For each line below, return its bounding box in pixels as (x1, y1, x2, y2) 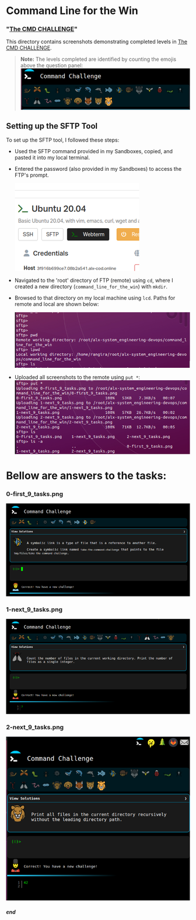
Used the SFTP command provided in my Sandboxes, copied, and (14, 148, 173, 155)
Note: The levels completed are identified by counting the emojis (20, 56, 177, 63)
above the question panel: (20, 62, 83, 69)
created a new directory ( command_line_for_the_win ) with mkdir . (14, 283, 168, 290)
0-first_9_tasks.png (6, 490, 63, 498)
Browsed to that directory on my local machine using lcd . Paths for (14, 294, 176, 302)
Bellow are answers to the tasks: (6, 469, 167, 483)
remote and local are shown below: (14, 301, 99, 308)
